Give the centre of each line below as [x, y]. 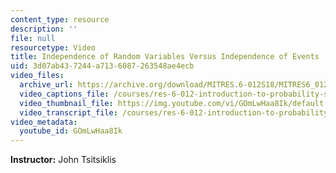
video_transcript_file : [68, 112]
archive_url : [46, 85]
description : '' [44, 29]
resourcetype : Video [53, 47]
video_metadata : [44, 122]
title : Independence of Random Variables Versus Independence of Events [165, 57]
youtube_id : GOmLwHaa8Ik [71, 131]
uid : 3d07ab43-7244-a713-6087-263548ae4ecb [102, 66]
